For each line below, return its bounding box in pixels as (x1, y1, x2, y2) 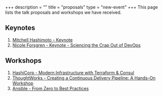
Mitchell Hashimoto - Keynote (12, 37, 73, 43)
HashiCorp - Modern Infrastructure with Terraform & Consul (12, 69, 134, 76)
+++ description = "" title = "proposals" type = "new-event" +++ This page (5, 4, 158, 10)
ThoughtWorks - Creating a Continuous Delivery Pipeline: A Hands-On (12, 75, 156, 81)
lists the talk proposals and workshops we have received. (5, 9, 122, 15)
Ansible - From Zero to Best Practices (12, 85, 89, 91)
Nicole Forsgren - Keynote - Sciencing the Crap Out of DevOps (12, 42, 141, 48)
